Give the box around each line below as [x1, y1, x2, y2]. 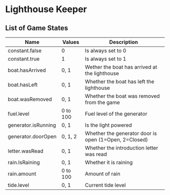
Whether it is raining [85, 159, 133, 166]
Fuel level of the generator [85, 110, 148, 117]
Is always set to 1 [85, 56, 126, 62]
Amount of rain [85, 170, 120, 177]
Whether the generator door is [85, 130, 157, 137]
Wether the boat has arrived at [85, 64, 157, 70]
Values [62, 39, 79, 45]
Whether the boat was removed [85, 92, 160, 100]
